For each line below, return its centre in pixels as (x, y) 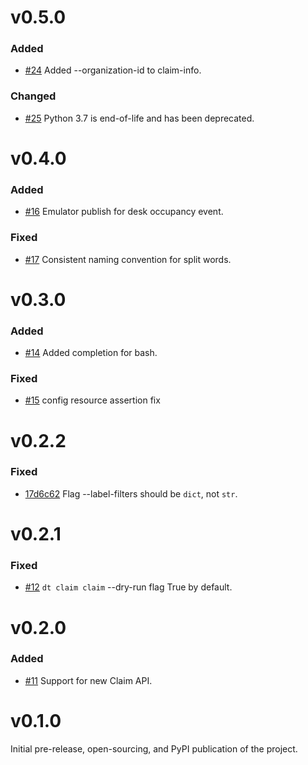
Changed (33, 96)
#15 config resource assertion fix (92, 400)
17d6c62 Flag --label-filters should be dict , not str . (131, 493)
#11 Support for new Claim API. (88, 680)
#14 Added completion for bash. (91, 353)
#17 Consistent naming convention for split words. (128, 259)
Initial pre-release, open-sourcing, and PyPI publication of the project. (154, 748)
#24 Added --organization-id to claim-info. (113, 70)
